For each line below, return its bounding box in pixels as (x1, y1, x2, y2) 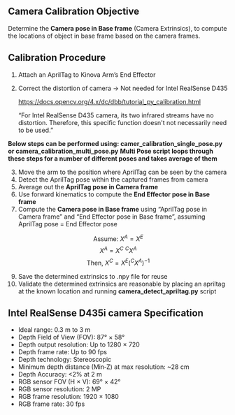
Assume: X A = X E (93, 233, 143, 243)
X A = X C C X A (99, 245, 137, 254)
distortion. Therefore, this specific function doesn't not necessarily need (17, 118, 227, 126)
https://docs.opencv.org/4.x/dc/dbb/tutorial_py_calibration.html (17, 97, 201, 105)
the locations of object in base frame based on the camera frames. (8, 31, 201, 40)
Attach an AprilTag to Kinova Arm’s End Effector (17, 70, 156, 79)
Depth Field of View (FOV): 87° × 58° (17, 333, 125, 342)
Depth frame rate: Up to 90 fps (17, 348, 108, 356)
